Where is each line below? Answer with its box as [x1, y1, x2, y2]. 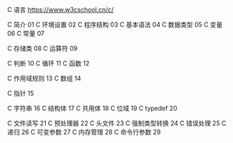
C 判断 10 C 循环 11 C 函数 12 [7, 59, 90, 68]
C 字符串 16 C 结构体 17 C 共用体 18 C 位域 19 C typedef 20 [7, 104, 177, 112]
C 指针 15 [7, 89, 34, 97]
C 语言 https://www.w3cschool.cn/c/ [7, 6, 114, 13]
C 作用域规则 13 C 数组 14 [7, 74, 82, 82]
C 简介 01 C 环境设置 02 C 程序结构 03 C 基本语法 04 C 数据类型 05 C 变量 [7, 20, 223, 29]
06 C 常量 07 [7, 30, 45, 37]
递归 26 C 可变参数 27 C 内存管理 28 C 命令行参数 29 [7, 128, 161, 136]
